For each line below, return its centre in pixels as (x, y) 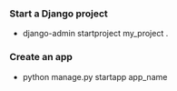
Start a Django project (59, 14)
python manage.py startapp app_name (95, 76)
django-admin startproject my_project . (95, 34)
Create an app (41, 57)
